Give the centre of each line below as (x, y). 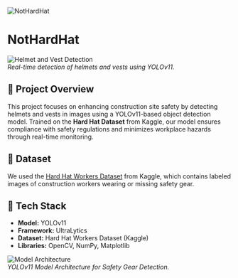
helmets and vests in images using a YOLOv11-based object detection (109, 114)
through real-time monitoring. (50, 137)
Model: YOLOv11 (42, 223)
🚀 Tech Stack (37, 206)
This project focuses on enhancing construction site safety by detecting (113, 106)
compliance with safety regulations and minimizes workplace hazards (109, 129)
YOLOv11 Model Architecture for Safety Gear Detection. (88, 267)
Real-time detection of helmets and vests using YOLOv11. (91, 67)
